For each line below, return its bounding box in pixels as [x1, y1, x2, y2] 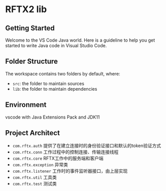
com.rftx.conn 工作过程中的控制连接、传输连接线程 [12, 149, 119, 155]
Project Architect [5, 129, 60, 137]
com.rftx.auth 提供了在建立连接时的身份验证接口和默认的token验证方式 [12, 143, 161, 149]
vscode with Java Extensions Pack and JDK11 [5, 114, 100, 120]
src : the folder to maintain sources [12, 80, 85, 87]
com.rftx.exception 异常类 [12, 162, 68, 168]
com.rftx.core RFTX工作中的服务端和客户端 [12, 156, 103, 162]
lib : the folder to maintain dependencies [12, 86, 97, 92]
